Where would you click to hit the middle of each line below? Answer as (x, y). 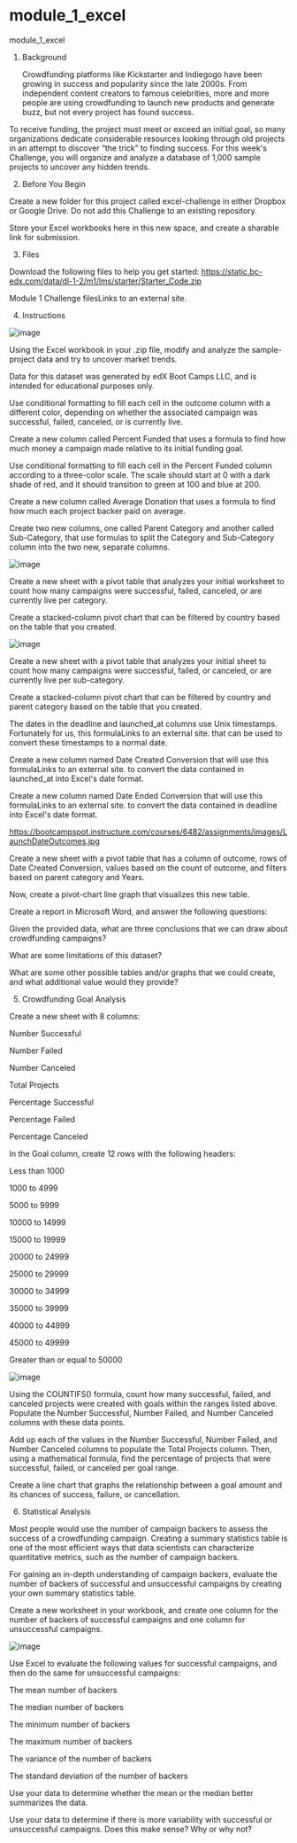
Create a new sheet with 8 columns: (75, 1016)
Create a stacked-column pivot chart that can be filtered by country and (140, 697)
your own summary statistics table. (73, 1593)
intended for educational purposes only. (82, 386)
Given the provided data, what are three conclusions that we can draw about (148, 928)
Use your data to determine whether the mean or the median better (131, 1792)
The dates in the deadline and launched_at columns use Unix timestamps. (143, 723)
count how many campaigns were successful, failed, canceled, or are (136, 590)
